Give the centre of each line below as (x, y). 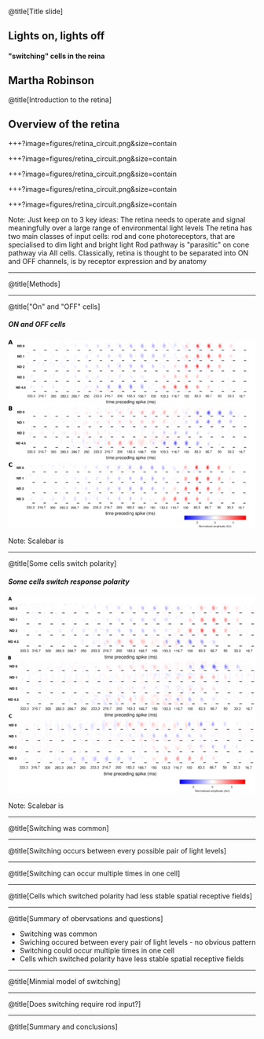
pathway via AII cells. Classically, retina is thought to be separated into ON (128, 253)
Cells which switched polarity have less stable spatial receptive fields (132, 959)
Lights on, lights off (57, 36)
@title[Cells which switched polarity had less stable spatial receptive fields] (130, 896)
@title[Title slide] (36, 11)
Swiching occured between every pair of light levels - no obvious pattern (137, 942)
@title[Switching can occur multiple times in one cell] (94, 874)
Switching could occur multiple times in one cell (97, 951)
